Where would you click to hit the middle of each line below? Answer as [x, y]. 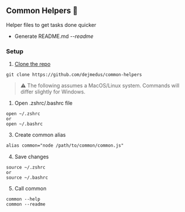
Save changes [32, 157]
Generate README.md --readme [54, 36]
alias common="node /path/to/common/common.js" [65, 146]
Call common [30, 188]
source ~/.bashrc [27, 178]
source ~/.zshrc [26, 167]
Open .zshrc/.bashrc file [43, 103]
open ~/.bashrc [25, 124]
